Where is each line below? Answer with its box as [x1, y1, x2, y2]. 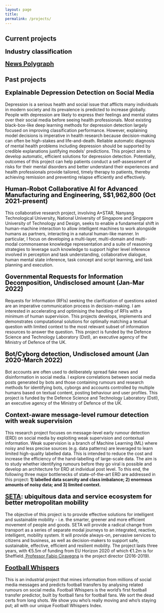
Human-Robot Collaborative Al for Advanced [5, 185, 138, 193]
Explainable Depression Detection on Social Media [5, 89, 154, 97]
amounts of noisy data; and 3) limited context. [5, 482, 101, 488]
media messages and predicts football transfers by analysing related [5, 582, 143, 588]
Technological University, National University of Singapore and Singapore [5, 215, 153, 221]
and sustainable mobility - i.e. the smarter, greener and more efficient [5, 517, 145, 522]
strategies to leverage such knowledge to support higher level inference [5, 247, 150, 252]
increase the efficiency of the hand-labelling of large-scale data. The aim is [5, 456, 157, 462]
